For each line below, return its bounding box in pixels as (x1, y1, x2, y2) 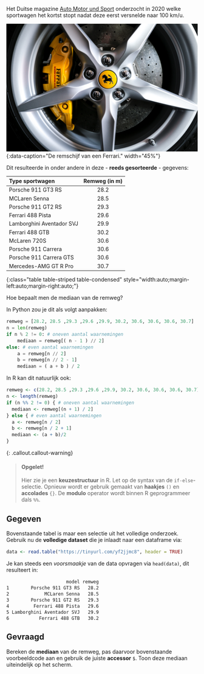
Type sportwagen (8, 178, 55, 185)
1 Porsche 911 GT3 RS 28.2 (6, 585, 99, 591)
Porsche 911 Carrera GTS (8, 254, 74, 261)
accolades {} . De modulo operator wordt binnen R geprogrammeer (21, 490, 191, 497)
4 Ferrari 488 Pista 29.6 (6, 603, 99, 609)
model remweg (66, 578, 99, 585)
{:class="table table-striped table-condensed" (6, 276, 123, 283)
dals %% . (21, 496, 41, 504)
